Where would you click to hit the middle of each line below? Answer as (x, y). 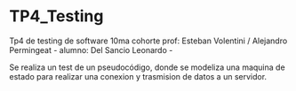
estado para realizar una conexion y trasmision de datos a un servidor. (138, 76)
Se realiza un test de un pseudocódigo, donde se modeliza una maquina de (148, 67)
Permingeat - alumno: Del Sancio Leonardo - (91, 49)
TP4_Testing (56, 16)
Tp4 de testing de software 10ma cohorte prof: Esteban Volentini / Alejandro (148, 41)
